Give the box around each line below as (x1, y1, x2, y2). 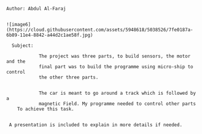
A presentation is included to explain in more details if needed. (8, 122, 183, 128)
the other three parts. (38, 74, 99, 80)
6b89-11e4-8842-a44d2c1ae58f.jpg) (6, 32, 94, 38)
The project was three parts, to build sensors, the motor (38, 53, 191, 59)
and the (6, 59, 26, 65)
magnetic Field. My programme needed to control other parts (38, 101, 197, 107)
